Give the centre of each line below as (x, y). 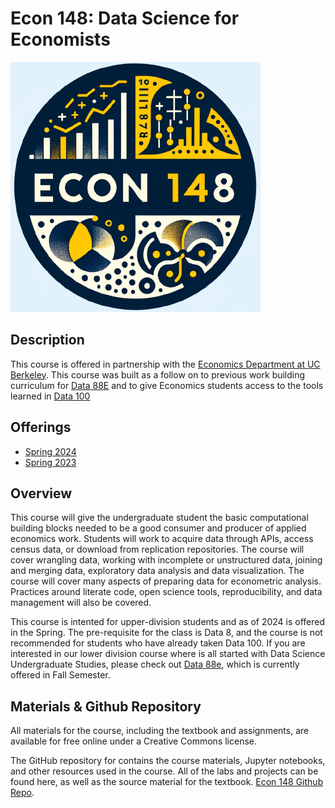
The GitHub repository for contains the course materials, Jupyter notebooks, (168, 761)
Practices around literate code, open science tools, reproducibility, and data (166, 592)
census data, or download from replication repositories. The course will (157, 549)
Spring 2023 (50, 462)
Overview (41, 493)
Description (47, 340)
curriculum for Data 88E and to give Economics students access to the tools (167, 385)
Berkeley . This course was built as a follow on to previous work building (158, 374)
